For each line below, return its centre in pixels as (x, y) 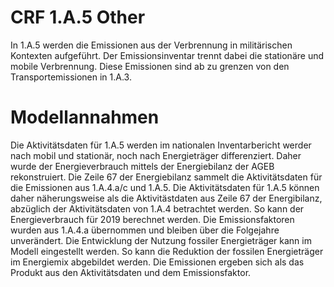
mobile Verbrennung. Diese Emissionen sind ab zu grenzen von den (150, 66)
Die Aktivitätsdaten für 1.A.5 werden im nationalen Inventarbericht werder (161, 145)
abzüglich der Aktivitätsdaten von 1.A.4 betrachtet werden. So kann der (157, 208)
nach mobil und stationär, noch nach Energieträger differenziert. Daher (156, 155)
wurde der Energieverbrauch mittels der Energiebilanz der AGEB (142, 166)
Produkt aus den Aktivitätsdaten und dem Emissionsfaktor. (131, 272)
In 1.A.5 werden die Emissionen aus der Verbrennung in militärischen (151, 45)
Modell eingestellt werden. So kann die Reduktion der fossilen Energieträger (167, 251)
